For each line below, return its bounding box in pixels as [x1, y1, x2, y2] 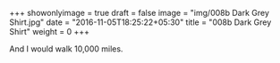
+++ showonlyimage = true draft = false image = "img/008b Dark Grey [9, 8, 270, 18]
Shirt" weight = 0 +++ [9, 27, 90, 36]
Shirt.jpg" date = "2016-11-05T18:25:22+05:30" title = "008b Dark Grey [9, 17, 272, 28]
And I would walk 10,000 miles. [9, 43, 123, 54]
